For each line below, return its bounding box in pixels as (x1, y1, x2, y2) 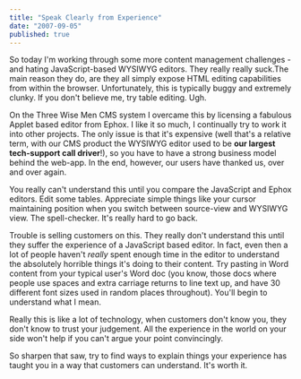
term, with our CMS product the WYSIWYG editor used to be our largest (9, 138, 276, 149)
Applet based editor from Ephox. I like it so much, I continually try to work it (9, 119, 287, 130)
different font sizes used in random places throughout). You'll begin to (9, 288, 268, 298)
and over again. (9, 167, 67, 177)
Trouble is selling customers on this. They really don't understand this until (9, 230, 285, 241)
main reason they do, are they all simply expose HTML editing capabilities (9, 73, 282, 84)
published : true (9, 30, 70, 39)
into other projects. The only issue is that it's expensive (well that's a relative (9, 129, 291, 140)
